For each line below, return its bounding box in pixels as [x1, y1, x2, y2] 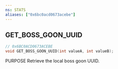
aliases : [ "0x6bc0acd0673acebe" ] [5, 12, 76, 17]
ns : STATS [5, 7, 26, 13]
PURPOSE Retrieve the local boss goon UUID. [5, 58, 100, 64]
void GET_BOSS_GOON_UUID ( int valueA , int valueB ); [5, 49, 114, 54]
